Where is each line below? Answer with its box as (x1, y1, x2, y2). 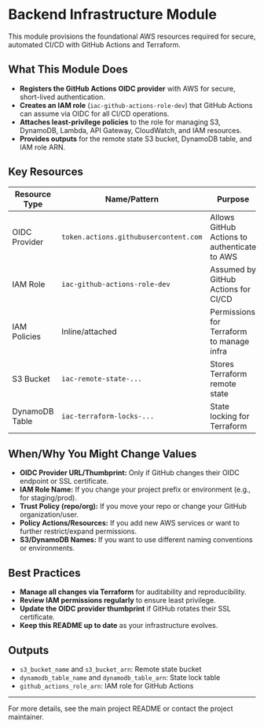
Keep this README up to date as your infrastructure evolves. (19, 621, 218, 630)
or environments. (19, 544, 75, 553)
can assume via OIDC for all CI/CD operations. (19, 109, 170, 118)
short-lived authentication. (19, 92, 106, 102)
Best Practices (8, 566, 81, 580)
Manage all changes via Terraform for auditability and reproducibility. (19, 587, 247, 596)
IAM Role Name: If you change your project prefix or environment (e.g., (19, 485, 251, 494)
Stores (210, 358, 234, 370)
